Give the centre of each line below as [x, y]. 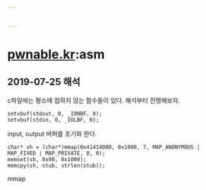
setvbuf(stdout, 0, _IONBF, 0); [55, 113]
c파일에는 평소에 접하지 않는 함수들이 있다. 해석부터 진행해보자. [94, 100]
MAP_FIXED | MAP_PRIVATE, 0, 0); [56, 153]
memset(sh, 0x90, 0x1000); [47, 159]
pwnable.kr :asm [56, 54]
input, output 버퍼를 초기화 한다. [52, 134]
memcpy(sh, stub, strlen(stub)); [56, 165]
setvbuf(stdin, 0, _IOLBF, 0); [53, 120]
